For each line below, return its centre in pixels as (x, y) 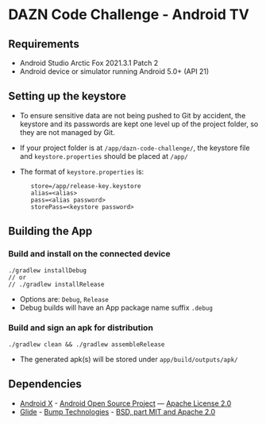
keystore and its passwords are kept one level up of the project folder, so (139, 124)
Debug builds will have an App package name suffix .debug (116, 307)
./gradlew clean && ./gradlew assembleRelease (87, 344)
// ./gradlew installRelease (56, 284)
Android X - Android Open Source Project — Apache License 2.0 (125, 403)
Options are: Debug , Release (64, 299)
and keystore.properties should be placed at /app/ (104, 156)
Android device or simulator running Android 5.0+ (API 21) (114, 71)
